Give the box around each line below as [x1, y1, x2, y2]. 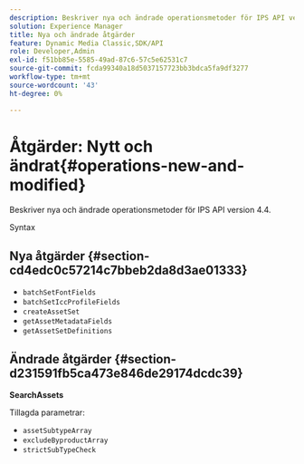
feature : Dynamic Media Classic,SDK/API [9, 38, 165, 48]
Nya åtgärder [9, 248, 86, 264]
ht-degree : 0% [9, 89, 63, 98]
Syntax [9, 222, 36, 233]
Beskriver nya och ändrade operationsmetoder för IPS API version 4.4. [9, 205, 271, 216]
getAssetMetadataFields [22, 317, 113, 326]
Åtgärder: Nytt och [9, 136, 154, 157]
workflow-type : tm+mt [9, 72, 91, 82]
